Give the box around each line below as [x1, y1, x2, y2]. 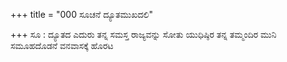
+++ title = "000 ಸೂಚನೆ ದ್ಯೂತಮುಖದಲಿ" [10, 9, 153, 20]
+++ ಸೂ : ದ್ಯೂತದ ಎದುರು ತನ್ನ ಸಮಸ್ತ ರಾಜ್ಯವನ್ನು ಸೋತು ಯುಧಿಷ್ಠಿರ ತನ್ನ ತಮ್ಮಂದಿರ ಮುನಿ [10, 29, 277, 40]
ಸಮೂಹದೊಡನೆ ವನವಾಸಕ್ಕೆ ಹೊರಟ [10, 40, 114, 51]
